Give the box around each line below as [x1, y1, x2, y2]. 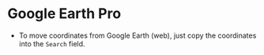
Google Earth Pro [7, 5, 122, 23]
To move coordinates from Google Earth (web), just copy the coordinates [18, 31, 257, 40]
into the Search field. [18, 38, 85, 48]
